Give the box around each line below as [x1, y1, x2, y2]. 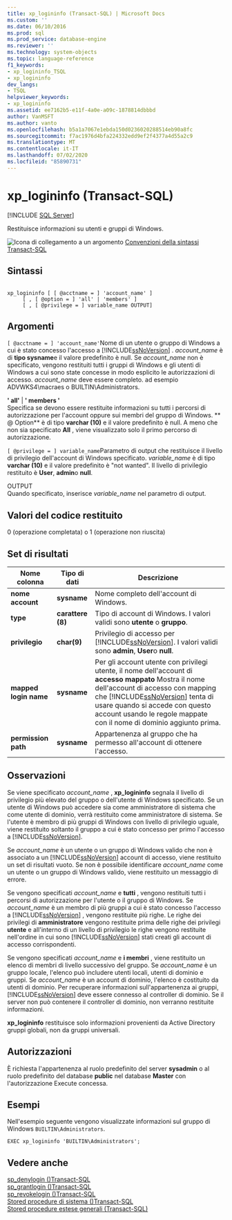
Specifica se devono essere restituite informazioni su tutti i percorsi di [7, 404, 206, 412]
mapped [10, 683, 39, 692]
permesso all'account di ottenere [95, 737, 202, 747]
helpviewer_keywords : [7, 94, 70, 101]
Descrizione [137, 573, 179, 582]
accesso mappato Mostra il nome [95, 674, 205, 684]
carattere [56, 609, 88, 618]
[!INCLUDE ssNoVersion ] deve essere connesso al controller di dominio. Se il [7, 990, 224, 998]
